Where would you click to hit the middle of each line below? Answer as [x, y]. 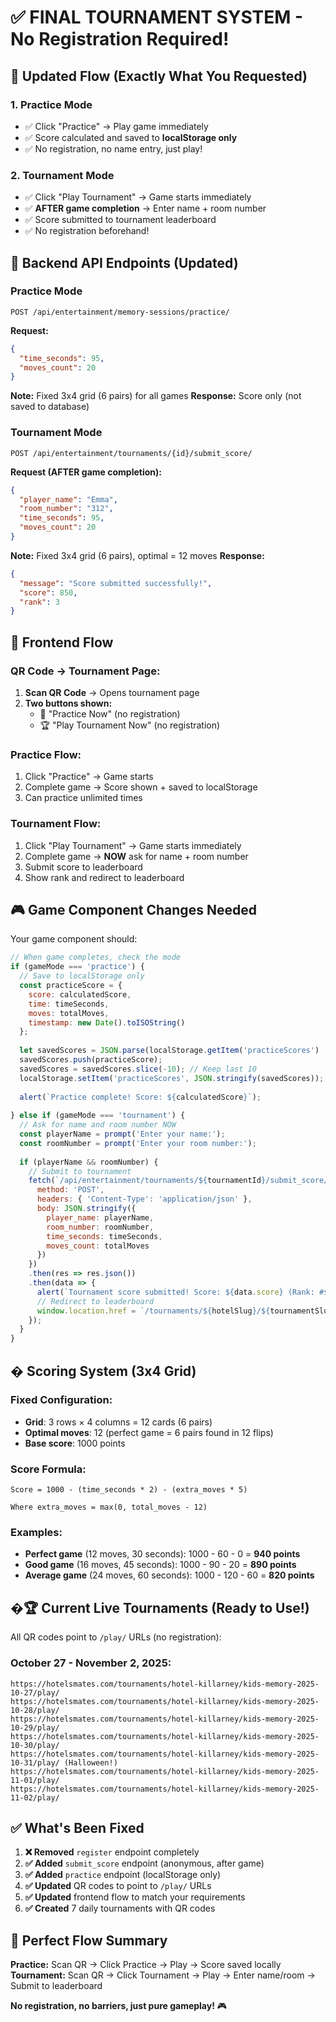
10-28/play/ [35, 1710]
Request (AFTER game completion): [86, 472]
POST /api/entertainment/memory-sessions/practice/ [120, 312]
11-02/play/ [35, 1797]
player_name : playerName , [100, 1217]
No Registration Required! [120, 39]
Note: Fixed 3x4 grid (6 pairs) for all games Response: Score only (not [156, 396]
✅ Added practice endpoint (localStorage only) [123, 1875]
